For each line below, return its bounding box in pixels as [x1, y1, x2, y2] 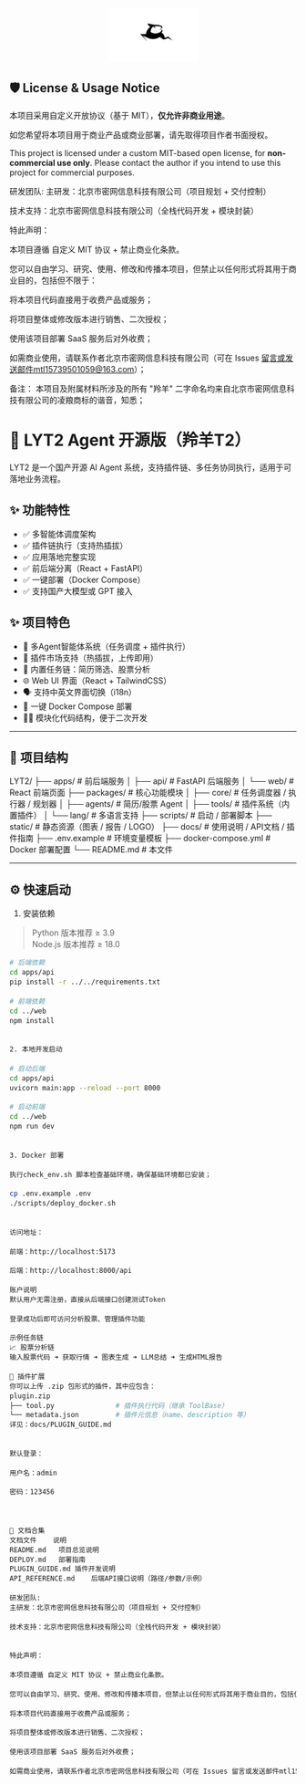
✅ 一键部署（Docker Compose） [22, 574, 146, 585]
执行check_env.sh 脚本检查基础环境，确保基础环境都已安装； [9, 1170, 212, 1179]
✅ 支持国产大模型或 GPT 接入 [22, 585, 133, 596]
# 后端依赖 [9, 958, 46, 967]
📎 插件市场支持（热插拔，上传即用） [22, 652, 158, 663]
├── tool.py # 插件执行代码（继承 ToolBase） [9, 1401, 229, 1410]
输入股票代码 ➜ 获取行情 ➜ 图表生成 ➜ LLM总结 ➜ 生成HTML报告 [9, 1353, 223, 1362]
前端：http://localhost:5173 [9, 1247, 117, 1257]
